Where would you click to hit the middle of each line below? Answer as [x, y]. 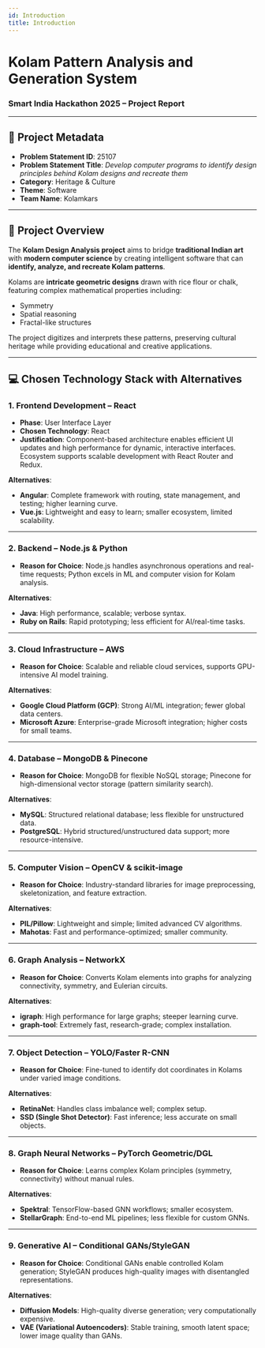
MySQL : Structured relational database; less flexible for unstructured [132, 815]
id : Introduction [37, 15]
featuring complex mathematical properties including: [95, 290]
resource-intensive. [51, 840]
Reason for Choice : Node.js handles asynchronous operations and [128, 565]
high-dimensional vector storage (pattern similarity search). [116, 784]
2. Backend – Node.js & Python [68, 548]
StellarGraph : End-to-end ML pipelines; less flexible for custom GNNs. [134, 1218]
